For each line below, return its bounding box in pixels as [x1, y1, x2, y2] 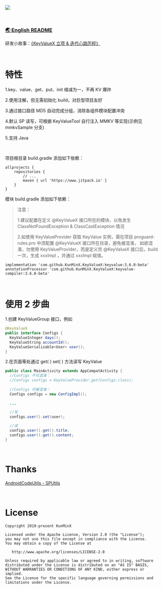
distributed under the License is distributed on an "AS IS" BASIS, [5, 562, 149, 568]
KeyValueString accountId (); [9, 340, 70, 345]
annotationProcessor [5, 267, 48, 272]
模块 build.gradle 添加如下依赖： [5, 196, 71, 202]
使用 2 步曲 [5, 299, 49, 310]
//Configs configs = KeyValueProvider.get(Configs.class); [9, 378, 134, 383]
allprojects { [5, 165, 35, 170]
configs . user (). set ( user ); [9, 414, 65, 419]
